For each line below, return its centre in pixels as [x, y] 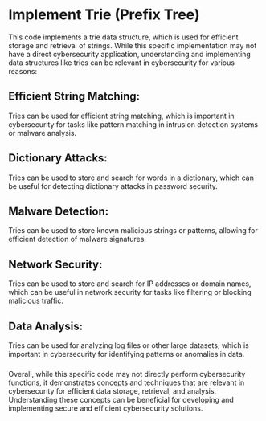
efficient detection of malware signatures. [78, 239]
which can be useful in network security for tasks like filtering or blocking [130, 292]
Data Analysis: [46, 326]
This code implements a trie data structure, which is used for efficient [123, 37]
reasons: [23, 71]
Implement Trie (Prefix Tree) [104, 15]
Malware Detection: [59, 211]
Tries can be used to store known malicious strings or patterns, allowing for [133, 231]
